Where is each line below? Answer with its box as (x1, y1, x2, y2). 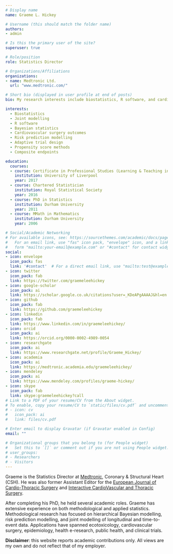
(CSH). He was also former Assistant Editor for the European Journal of (5, 479, 157, 485)
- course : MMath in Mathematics (10, 212, 80, 217)
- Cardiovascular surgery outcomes (10, 130, 86, 135)
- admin (5, 31, 22, 37)
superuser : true (5, 45, 40, 50)
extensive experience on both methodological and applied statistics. (5, 506, 150, 511)
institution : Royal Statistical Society (14, 187, 102, 193)
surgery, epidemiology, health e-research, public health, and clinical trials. (5, 527, 163, 533)
